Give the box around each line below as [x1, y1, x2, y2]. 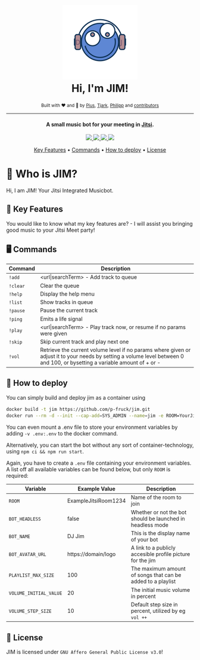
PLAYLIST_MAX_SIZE [8, 573, 55, 579]
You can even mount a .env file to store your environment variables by [6, 423, 178, 431]
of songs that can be [130, 572, 182, 579]
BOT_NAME [8, 534, 31, 540]
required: [6, 472, 29, 479]
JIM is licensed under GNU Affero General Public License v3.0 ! [6, 649, 163, 656]
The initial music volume [130, 586, 190, 593]
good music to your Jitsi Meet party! [6, 226, 95, 234]
